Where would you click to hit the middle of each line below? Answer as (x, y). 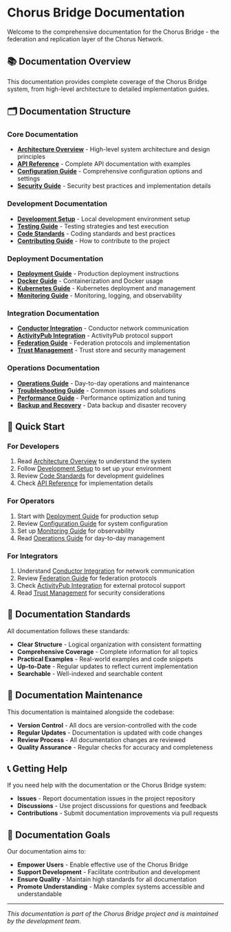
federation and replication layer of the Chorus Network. (85, 39)
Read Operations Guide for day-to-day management (91, 538)
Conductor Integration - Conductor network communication (103, 328)
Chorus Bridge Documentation (96, 13)
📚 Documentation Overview (69, 62)
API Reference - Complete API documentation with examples (104, 164)
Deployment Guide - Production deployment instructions (98, 274)
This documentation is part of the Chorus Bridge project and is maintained (113, 914)
